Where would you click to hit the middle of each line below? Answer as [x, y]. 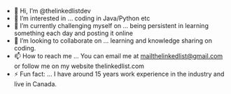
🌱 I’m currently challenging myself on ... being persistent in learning [111, 26]
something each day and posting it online [73, 33]
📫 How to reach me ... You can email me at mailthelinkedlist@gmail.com [118, 56]
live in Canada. [35, 84]
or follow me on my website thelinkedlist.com [79, 66]
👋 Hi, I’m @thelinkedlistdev [52, 11]
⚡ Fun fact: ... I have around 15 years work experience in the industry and [119, 74]
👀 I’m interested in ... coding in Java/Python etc [82, 18]
